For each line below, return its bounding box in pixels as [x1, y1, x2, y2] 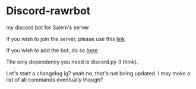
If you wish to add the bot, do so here [6, 46, 98, 54]
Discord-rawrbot [6, 4, 91, 18]
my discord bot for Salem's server [6, 24, 90, 31]
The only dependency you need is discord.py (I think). [6, 58, 138, 65]
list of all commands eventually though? [6, 76, 103, 83]
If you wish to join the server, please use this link [6, 35, 125, 42]
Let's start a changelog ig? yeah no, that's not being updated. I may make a [6, 69, 191, 77]
